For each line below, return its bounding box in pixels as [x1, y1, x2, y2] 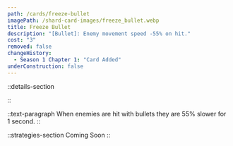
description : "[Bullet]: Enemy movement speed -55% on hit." [7, 30, 191, 37]
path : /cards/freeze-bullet [7, 10, 90, 18]
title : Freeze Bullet [7, 23, 71, 30]
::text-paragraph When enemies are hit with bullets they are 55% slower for [7, 109, 227, 118]
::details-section [7, 82, 55, 90]
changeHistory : [7, 50, 52, 57]
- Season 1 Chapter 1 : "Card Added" [13, 56, 121, 63]
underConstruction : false [7, 63, 83, 70]
